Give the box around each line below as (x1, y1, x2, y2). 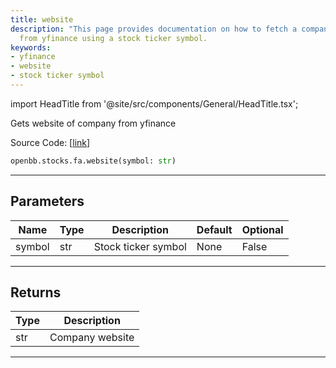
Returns (10, 284, 62, 301)
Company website (49, 331, 135, 345)
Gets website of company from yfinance (10, 117, 177, 129)
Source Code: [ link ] (10, 136, 91, 148)
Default (196, 222, 233, 236)
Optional (241, 222, 284, 236)
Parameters (10, 193, 85, 210)
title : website (10, 14, 74, 25)
